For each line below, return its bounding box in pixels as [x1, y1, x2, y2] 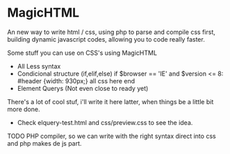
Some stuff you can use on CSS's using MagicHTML [7, 49, 158, 57]
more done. [7, 105, 40, 113]
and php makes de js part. [7, 139, 82, 147]
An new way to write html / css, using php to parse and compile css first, [7, 28, 215, 36]
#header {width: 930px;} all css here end [17, 76, 135, 85]
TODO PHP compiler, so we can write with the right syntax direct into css [7, 132, 217, 140]
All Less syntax [17, 62, 61, 70]
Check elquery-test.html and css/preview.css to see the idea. [17, 118, 193, 126]
